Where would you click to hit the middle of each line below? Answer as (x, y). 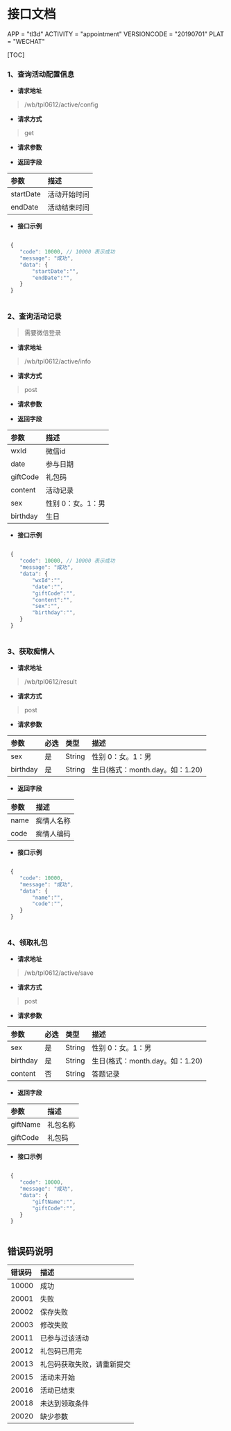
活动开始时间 (69, 194)
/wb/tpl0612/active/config (61, 104)
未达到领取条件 (64, 1403)
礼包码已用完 (61, 1351)
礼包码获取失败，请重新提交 (85, 1364)
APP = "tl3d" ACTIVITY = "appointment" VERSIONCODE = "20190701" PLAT (115, 34)
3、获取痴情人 (31, 651)
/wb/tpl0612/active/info (58, 361)
